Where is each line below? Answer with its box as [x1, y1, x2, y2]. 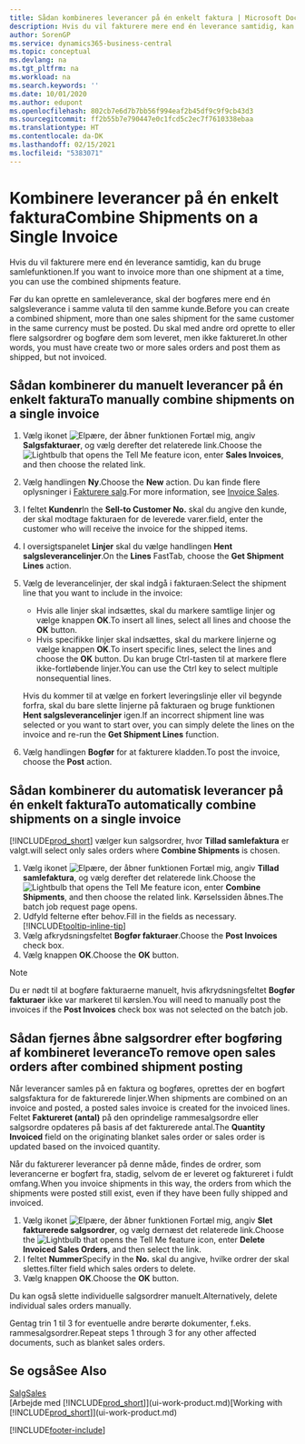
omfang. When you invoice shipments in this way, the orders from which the [9, 1178, 292, 1188]
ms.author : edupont [9, 97, 84, 107]
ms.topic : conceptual [9, 47, 92, 56]
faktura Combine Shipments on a [9, 206, 259, 227]
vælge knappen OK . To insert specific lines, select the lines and [35, 644, 272, 655]
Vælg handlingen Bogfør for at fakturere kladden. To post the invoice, [22, 747, 280, 757]
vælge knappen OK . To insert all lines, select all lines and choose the [35, 615, 291, 626]
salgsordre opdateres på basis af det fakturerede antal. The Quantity [9, 1122, 266, 1132]
